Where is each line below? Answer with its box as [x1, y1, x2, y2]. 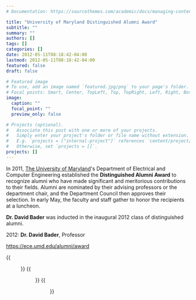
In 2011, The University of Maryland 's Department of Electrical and [6, 165, 166, 172]
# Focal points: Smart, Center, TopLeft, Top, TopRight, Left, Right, [6, 89, 181, 95]
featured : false [6, 63, 45, 68]
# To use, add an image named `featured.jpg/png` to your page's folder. [6, 84, 190, 90]
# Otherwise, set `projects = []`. [6, 144, 98, 150]
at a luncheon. [6, 202, 41, 209]
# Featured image [6, 78, 48, 85]
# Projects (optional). [6, 122, 64, 127]
